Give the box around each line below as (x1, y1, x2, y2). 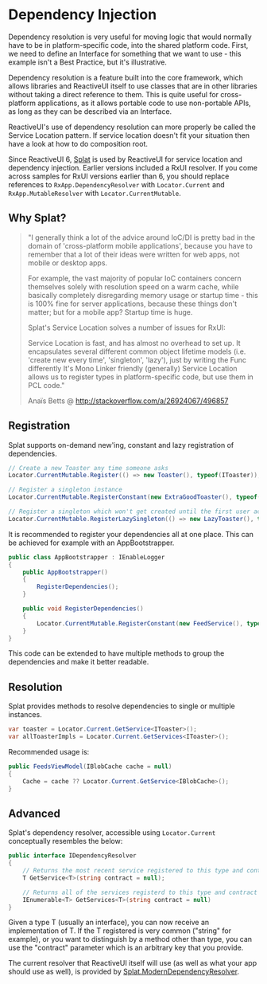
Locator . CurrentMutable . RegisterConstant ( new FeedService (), (37, 619, 244, 627)
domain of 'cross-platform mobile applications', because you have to (27, 241, 253, 250)
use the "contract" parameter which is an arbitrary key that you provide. (8, 943, 244, 953)
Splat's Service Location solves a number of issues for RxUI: (27, 323, 226, 332)
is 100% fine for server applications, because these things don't (27, 299, 238, 308)
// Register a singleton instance (8, 486, 123, 494)
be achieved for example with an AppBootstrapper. (8, 538, 175, 547)
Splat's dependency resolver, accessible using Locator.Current (8, 828, 216, 837)
